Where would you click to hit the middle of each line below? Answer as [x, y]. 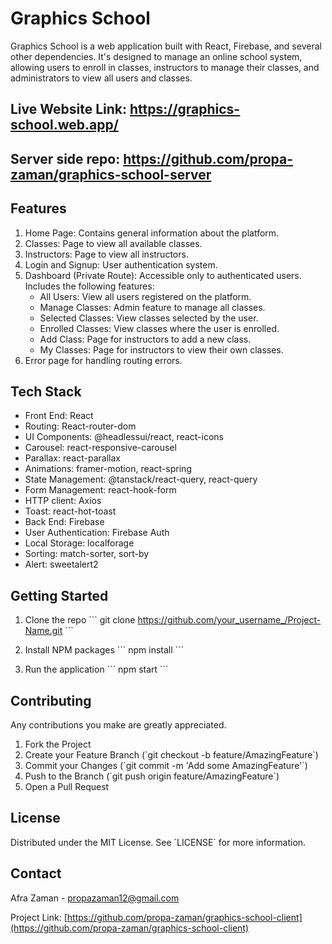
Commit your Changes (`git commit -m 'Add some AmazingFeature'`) [166, 765]
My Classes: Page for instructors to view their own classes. [161, 349]
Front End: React [59, 416]
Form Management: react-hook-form [100, 490]
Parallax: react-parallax [72, 458]
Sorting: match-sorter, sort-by [87, 554]
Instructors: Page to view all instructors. [106, 254]
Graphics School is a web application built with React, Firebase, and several [166, 46]
